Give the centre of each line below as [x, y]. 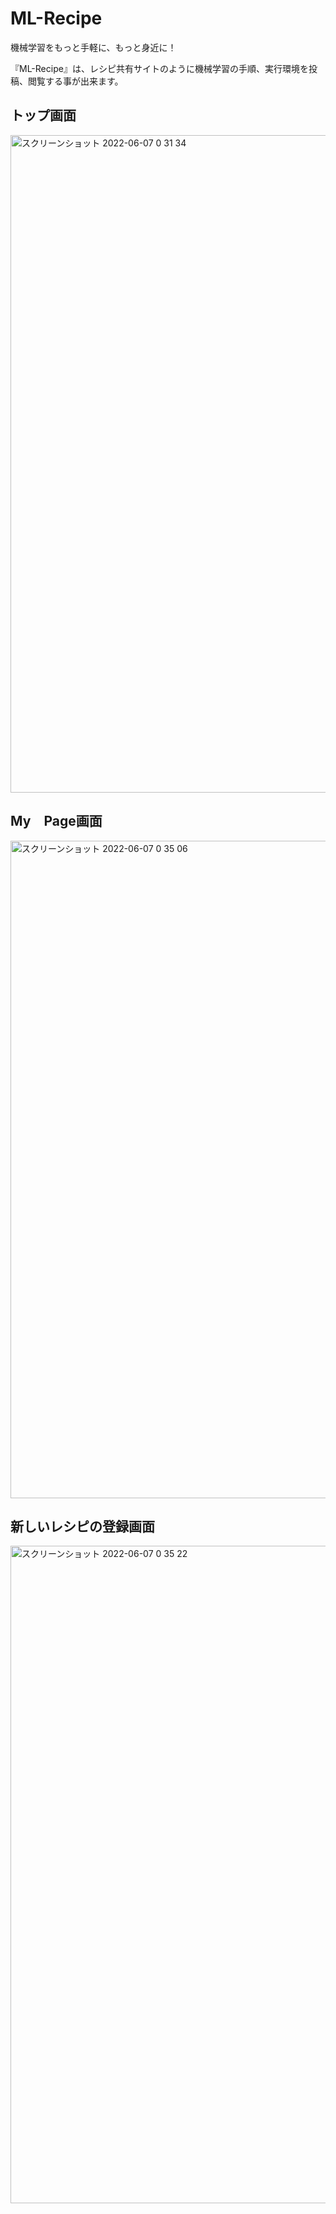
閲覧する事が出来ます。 [75, 81]
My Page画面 [56, 821]
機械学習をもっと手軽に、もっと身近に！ [93, 47]
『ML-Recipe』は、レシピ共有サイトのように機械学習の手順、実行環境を [159, 68]
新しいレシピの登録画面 [82, 1526]
